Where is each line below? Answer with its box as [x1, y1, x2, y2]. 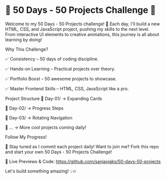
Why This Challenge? [5, 46, 48, 52]
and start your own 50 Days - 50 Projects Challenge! [5, 149, 112, 155]
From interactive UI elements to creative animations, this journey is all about [5, 31, 160, 37]
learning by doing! [5, 37, 42, 43]
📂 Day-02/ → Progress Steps [5, 105, 64, 111]
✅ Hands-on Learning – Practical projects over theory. [5, 65, 116, 71]
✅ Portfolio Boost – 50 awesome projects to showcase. [5, 75, 117, 81]
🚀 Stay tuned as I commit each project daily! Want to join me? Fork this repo [5, 143, 159, 149]
